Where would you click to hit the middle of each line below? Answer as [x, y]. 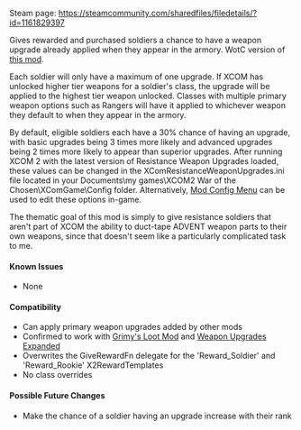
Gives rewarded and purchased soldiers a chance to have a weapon [136, 40]
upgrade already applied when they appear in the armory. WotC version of [147, 50]
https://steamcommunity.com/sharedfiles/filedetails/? [158, 13]
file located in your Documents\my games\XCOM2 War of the [123, 180]
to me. [21, 246]
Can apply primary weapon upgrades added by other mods [132, 327]
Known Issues [36, 266]
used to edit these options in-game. [76, 199]
